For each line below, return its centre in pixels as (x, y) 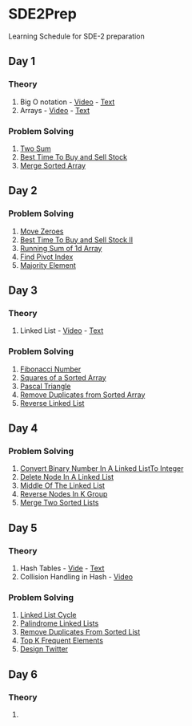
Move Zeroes (42, 231)
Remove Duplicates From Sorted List (80, 632)
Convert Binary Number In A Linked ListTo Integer (102, 468)
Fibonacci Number (50, 369)
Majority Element (48, 265)
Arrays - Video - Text (55, 110)
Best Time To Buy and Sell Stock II (76, 239)
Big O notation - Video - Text (67, 102)
